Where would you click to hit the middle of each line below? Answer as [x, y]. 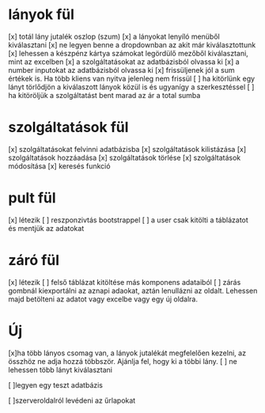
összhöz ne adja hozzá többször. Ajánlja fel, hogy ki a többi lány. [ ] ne [123, 361]
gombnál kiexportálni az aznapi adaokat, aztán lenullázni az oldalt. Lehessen [133, 290]
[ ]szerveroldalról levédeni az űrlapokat [72, 400]
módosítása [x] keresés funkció [59, 166]
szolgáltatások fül [68, 127]
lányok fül [42, 15]
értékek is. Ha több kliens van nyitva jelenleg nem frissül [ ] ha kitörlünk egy [132, 78]
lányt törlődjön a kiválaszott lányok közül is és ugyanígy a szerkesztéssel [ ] [131, 87]
